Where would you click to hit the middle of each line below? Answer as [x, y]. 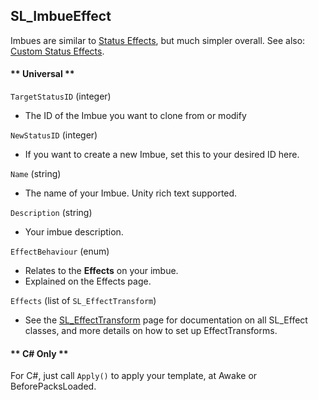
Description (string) [51, 213]
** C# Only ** [39, 353]
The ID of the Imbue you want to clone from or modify [135, 116]
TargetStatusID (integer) [61, 96]
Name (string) [36, 174]
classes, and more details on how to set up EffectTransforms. [151, 331]
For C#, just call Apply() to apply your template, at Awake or [134, 376]
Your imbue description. [74, 232]
